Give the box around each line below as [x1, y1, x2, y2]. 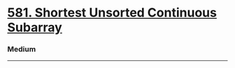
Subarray [7, 19, 63, 35]
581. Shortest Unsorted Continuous [7, 5, 217, 21]
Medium [7, 44, 36, 54]
